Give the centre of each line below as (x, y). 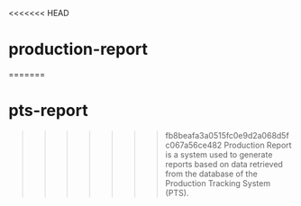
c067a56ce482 (194, 145)
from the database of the (211, 174)
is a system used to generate (219, 154)
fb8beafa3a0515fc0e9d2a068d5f (227, 135)
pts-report (48, 111)
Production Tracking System (218, 183)
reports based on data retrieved (224, 164)
